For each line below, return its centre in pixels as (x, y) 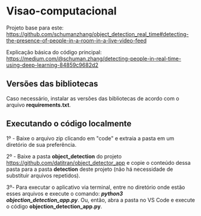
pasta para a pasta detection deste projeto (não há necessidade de (90, 169)
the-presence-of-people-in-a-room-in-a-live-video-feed (76, 40)
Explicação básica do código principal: (54, 52)
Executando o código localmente (69, 124)
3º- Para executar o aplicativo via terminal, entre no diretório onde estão (96, 187)
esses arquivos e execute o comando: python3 (64, 193)
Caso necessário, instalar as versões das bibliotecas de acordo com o (93, 98)
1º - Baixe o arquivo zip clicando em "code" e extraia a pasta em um (90, 138)
